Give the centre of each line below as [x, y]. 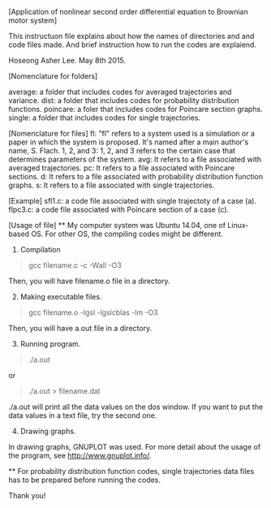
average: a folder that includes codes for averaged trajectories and [120, 92]
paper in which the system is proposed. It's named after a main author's [129, 142]
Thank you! [27, 495]
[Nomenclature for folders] [53, 76]
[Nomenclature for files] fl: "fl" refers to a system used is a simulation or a [132, 133]
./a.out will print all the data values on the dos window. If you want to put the [136, 407]
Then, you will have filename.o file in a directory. [89, 281]
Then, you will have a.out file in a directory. [80, 328]
